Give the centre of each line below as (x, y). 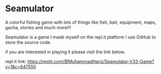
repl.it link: (16, 61)
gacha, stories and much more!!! (38, 27)
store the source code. (28, 42)
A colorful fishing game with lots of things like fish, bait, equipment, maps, (81, 22)
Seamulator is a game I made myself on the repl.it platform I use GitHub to (80, 37)
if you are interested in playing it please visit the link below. (65, 52)
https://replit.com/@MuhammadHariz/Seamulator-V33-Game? (91, 61)
